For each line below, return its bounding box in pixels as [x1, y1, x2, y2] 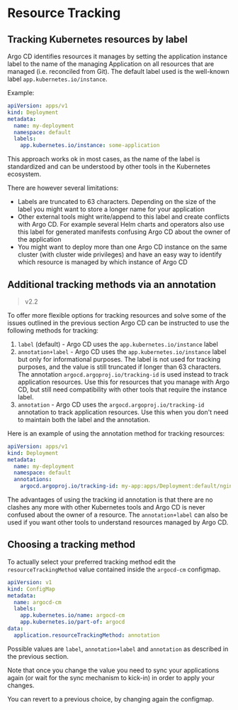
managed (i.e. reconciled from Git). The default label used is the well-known [7, 68, 229, 75]
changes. [7, 681, 35, 689]
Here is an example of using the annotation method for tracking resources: [7, 429, 225, 438]
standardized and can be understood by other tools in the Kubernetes [7, 162, 211, 171]
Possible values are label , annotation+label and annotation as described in [7, 645, 229, 653]
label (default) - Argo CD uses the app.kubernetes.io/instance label [17, 340, 218, 348]
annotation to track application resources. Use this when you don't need [17, 407, 229, 416]
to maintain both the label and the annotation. [17, 415, 151, 424]
